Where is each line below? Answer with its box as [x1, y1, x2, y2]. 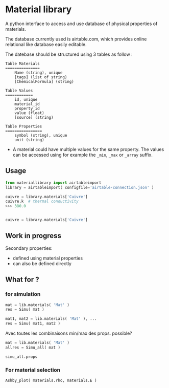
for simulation [5, 291, 41, 298]
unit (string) [14, 137, 44, 142]
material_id [14, 101, 40, 106]
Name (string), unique [14, 70, 63, 75]
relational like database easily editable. [5, 41, 87, 47]
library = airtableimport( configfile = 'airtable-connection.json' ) [5, 185, 154, 190]
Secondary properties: [5, 245, 53, 251]
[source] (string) [14, 115, 54, 120]
